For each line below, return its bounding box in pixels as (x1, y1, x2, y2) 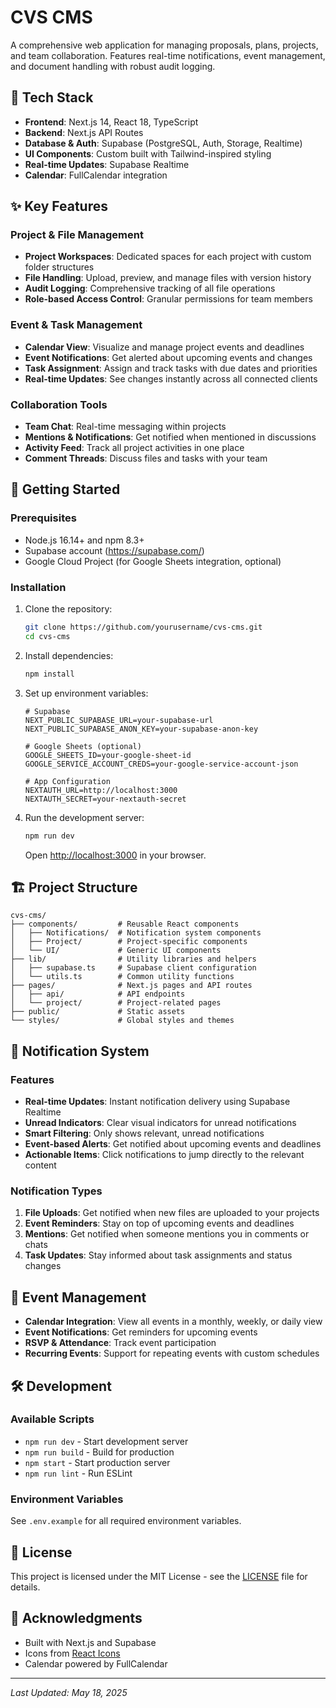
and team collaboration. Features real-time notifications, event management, (10, 49, 326, 61)
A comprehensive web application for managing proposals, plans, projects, (10, 39, 319, 51)
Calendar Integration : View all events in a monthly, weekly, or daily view (24, 1316, 323, 1328)
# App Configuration (24, 776, 111, 786)
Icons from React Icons (24, 1647, 121, 1659)
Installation (10, 580, 67, 594)
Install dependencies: (24, 649, 114, 661)
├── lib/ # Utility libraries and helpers (10, 954, 257, 965)
